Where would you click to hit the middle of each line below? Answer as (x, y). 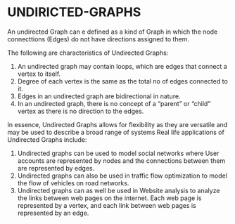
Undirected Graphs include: (47, 139)
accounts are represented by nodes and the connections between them (121, 160)
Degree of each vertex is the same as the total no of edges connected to (123, 81)
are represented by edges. (56, 168)
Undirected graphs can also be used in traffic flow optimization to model (122, 176)
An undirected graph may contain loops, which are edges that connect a (122, 66)
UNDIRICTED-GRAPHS (74, 12)
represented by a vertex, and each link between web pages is (107, 205)
